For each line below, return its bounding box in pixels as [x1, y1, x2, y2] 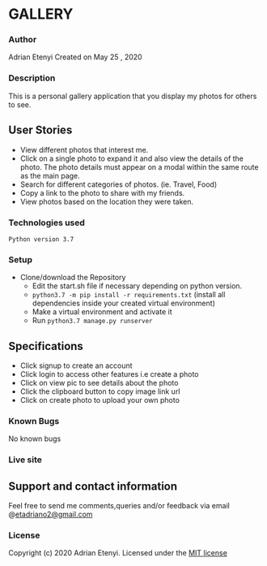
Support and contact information [8, 479, 178, 493]
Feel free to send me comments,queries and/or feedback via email [8, 501, 231, 511]
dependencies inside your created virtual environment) [32, 298, 216, 309]
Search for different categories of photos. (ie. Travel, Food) [19, 179, 218, 189]
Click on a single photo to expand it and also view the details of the [19, 153, 244, 163]
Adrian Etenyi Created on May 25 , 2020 [8, 52, 143, 62]
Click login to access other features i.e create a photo [19, 369, 199, 378]
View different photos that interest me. [19, 145, 149, 154]
